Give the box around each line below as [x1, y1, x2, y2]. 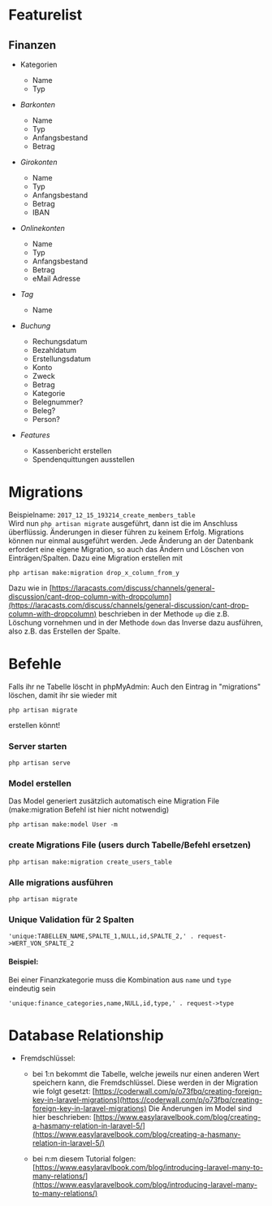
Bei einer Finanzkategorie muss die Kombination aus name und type [8, 974, 231, 985]
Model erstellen [8, 778, 71, 790]
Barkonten [19, 100, 55, 109]
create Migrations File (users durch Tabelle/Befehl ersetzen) [8, 839, 252, 851]
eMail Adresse [32, 274, 81, 283]
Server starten [8, 740, 67, 751]
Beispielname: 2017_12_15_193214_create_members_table [8, 510, 196, 520]
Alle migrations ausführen [8, 877, 114, 888]
